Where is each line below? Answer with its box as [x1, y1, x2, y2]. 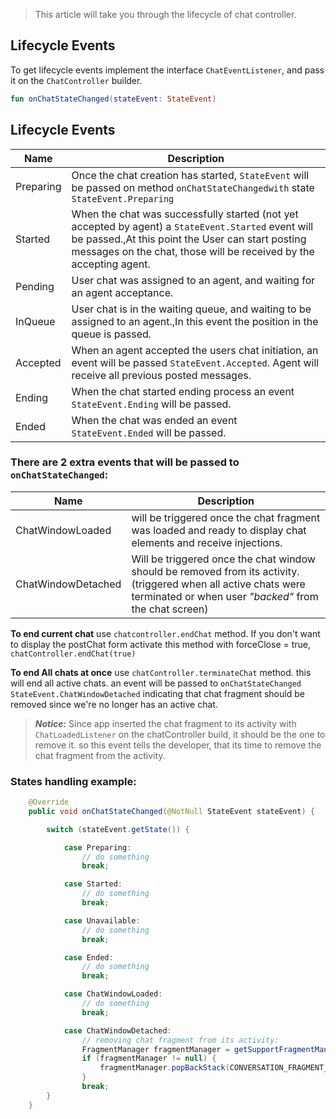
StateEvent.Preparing [71, 193, 175, 204]
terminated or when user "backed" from [131, 589, 319, 603]
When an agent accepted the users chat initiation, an [71, 343, 319, 357]
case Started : [63, 879, 123, 889]
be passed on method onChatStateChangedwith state [71, 180, 315, 194]
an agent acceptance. [71, 285, 174, 299]
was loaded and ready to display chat [131, 523, 307, 537]
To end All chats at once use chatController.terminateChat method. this [10, 666, 312, 678]
